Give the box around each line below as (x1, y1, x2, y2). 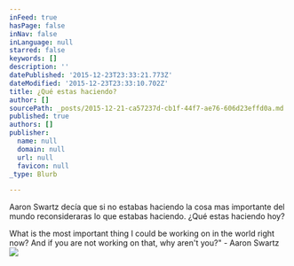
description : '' (9, 63, 69, 72)
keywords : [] (9, 54, 58, 63)
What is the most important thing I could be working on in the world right (9, 228, 275, 239)
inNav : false (9, 29, 58, 38)
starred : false (9, 46, 66, 55)
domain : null (17, 145, 66, 153)
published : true (9, 112, 69, 121)
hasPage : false (9, 21, 66, 30)
